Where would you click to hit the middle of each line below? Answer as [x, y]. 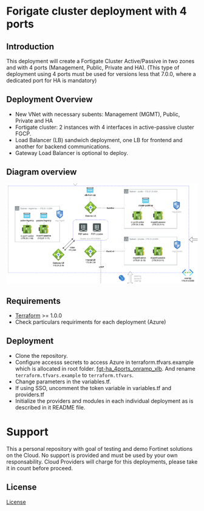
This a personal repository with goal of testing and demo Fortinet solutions [100, 448]
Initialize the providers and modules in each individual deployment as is [104, 401]
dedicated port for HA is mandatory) [52, 81]
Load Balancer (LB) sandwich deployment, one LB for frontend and [99, 140]
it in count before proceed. [39, 468]
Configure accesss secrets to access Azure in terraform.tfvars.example [104, 362]
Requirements [33, 301]
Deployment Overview [49, 99]
